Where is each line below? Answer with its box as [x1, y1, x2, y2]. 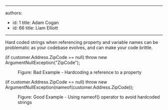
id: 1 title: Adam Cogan [12, 19, 59, 25]
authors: [5, 10, 22, 15]
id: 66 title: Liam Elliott [12, 25, 58, 30]
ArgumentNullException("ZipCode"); [5, 59, 80, 65]
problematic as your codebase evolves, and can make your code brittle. [5, 44, 153, 50]
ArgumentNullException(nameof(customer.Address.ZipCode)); [5, 84, 134, 90]
